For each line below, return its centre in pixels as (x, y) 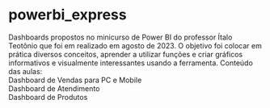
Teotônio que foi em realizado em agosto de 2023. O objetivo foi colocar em (135, 45)
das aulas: (25, 71)
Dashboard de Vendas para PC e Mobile (75, 80)
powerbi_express (67, 15)
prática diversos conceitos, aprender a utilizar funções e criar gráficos (126, 54)
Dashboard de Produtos (48, 97)
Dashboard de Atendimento (54, 88)
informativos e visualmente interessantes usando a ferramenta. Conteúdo (131, 63)
